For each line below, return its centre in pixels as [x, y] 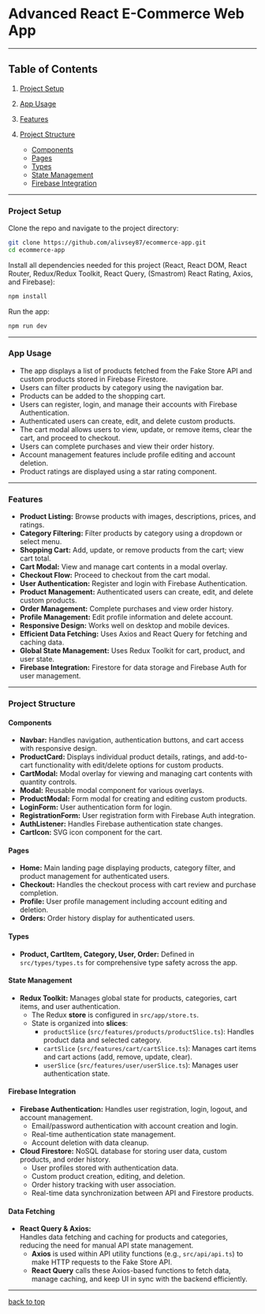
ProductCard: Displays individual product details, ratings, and [120, 757]
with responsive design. [58, 749]
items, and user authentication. [70, 1006]
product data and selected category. [102, 1040]
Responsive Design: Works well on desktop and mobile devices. [125, 625]
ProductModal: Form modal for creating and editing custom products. [133, 799]
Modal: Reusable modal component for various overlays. [112, 790]
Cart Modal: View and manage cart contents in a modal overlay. [123, 567]
